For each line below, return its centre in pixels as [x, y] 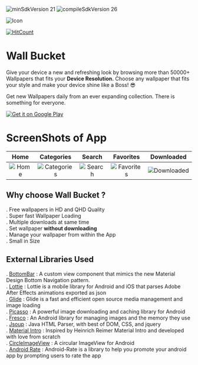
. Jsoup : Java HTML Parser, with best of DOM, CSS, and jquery [83, 324]
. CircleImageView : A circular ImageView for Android [70, 343]
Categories [56, 157]
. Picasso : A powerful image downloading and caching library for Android [96, 311]
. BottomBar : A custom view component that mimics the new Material [91, 274]
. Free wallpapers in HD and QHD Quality [55, 209]
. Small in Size [23, 241]
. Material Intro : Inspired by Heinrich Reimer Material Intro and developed [95, 330]
